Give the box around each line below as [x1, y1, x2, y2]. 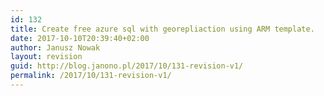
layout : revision [10, 52, 83, 62]
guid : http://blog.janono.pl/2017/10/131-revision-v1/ [10, 61, 244, 71]
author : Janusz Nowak [10, 42, 101, 53]
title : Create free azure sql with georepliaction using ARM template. [10, 24, 315, 34]
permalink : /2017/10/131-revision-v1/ [10, 71, 172, 81]
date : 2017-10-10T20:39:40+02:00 [10, 33, 150, 43]
